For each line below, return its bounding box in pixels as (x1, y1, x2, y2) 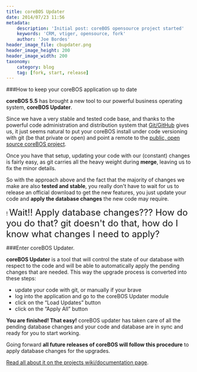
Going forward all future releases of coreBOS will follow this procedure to (6, 341, 189, 348)
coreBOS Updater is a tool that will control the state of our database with (6, 256, 185, 263)
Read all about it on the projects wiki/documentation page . (6, 359, 149, 366)
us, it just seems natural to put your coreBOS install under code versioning (6, 128, 188, 135)
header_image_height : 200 (6, 48, 70, 54)
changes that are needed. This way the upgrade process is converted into (6, 268, 187, 276)
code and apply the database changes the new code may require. (6, 195, 169, 202)
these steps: (6, 275, 37, 282)
